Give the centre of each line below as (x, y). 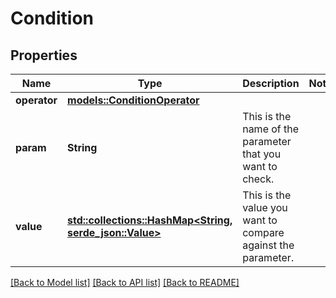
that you (262, 154)
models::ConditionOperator (133, 100)
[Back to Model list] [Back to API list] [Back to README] (125, 282)
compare (263, 232)
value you (265, 207)
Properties (44, 55)
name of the (271, 129)
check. (258, 179)
